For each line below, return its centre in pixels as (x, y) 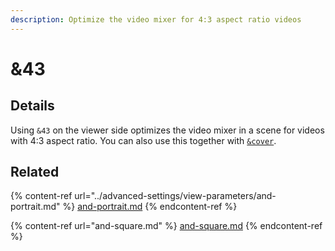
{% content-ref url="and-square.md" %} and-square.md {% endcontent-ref (166, 226)
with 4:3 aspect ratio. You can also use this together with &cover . (143, 140)
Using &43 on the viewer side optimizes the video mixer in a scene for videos (167, 130)
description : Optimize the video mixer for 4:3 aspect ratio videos (156, 19)
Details (32, 106)
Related (35, 172)
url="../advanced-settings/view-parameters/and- (175, 196)
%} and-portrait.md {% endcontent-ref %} (150, 207)
